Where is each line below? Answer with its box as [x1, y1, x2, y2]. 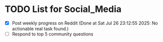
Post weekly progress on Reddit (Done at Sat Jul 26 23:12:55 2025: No [12, 20, 158, 26]
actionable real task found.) [12, 26, 69, 31]
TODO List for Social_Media [5, 3, 121, 15]
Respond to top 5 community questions [12, 31, 94, 37]
